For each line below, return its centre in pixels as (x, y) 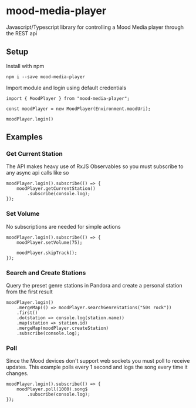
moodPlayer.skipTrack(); (47, 253)
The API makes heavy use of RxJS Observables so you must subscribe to (95, 166)
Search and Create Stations (46, 273)
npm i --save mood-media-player (45, 77)
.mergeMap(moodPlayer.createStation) (63, 328)
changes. (17, 373)
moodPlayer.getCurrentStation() (56, 189)
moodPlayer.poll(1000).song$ (52, 389)
